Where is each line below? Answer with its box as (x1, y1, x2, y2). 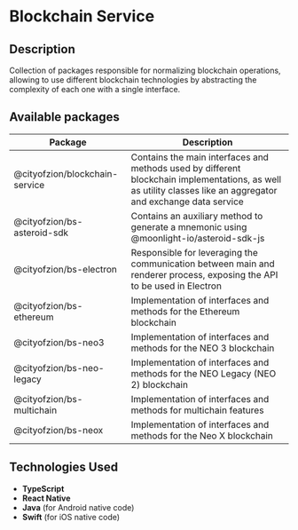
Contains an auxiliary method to (130, 210, 263, 222)
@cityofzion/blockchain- (13, 167, 118, 179)
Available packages (9, 109, 120, 125)
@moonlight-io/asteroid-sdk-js (130, 232, 265, 244)
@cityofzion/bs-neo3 (13, 336, 105, 348)
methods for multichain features (130, 404, 264, 416)
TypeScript (21, 483, 65, 494)
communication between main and (130, 257, 275, 270)
